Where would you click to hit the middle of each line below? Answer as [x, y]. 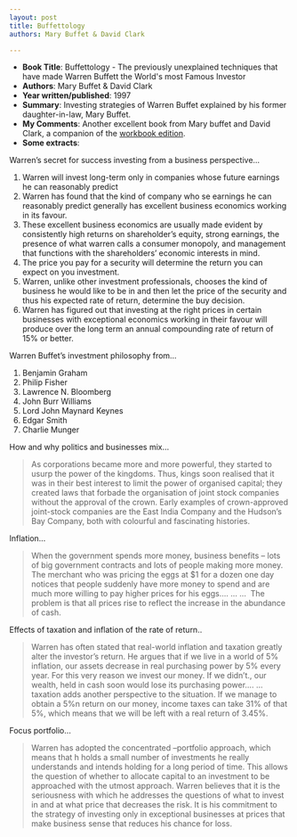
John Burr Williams [56, 401]
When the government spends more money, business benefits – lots [156, 556]
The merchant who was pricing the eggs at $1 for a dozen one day [153, 575]
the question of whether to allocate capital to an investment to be [150, 776]
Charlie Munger [51, 430]
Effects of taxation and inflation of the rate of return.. [106, 630]
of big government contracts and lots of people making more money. [157, 565]
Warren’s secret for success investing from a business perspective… [135, 160]
